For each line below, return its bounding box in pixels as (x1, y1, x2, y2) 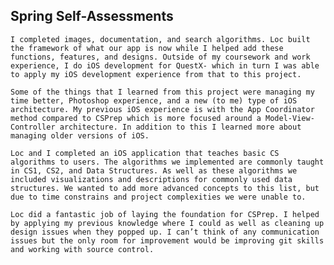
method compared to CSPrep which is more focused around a (10, 113, 262, 123)
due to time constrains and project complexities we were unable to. (10, 192, 307, 202)
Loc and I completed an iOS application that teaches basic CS (10, 148, 280, 158)
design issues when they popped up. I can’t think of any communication (10, 227, 320, 237)
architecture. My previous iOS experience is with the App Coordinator (10, 104, 315, 114)
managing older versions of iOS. (10, 130, 150, 141)
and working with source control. (10, 244, 155, 254)
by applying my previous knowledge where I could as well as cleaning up (10, 218, 325, 228)
